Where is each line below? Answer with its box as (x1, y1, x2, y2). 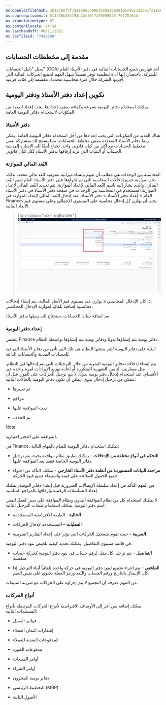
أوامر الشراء (12, 666, 36, 671)
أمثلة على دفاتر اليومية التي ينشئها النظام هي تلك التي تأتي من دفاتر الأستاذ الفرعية (5, 345, 156, 352)
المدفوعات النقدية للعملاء (12, 637, 59, 643)
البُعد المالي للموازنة (5, 160, 48, 167)
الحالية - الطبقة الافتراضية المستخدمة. (12, 511, 83, 517)
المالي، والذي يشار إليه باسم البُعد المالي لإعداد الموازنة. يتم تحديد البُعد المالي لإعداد (5, 182, 158, 188)
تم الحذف (12, 414, 31, 420)
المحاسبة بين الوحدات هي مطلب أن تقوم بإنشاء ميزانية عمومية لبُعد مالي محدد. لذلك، (5, 171, 161, 177)
